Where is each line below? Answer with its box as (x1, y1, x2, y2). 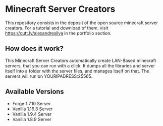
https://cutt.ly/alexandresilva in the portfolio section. (5, 30, 111, 36)
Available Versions (5, 88, 64, 96)
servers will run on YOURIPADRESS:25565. (5, 73, 93, 79)
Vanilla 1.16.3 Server (12, 106, 53, 112)
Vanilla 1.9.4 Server (12, 111, 52, 117)
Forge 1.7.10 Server (12, 100, 51, 106)
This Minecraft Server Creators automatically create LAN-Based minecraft (5, 58, 156, 63)
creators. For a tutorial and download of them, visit (5, 25, 109, 31)
